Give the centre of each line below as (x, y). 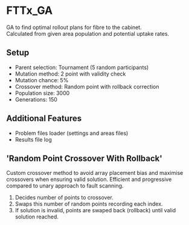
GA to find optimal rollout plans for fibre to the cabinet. (74, 27)
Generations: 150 (36, 99)
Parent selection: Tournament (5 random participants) (82, 67)
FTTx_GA (30, 11)
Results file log (34, 139)
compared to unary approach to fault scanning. (65, 186)
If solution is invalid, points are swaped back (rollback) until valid (95, 210)
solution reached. (37, 217)
